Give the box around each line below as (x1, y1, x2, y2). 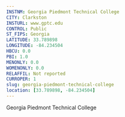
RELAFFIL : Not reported (6, 71, 66, 77)
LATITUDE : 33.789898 (6, 37, 58, 43)
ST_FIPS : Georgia (6, 31, 50, 37)
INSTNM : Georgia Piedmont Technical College (6, 8, 120, 15)
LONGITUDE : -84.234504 (6, 43, 63, 49)
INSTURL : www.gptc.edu (6, 20, 63, 26)
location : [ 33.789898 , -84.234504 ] (6, 87, 96, 93)
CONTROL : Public (6, 25, 47, 32)
